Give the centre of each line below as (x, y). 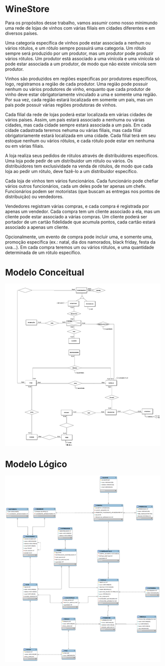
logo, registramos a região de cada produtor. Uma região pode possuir (77, 84)
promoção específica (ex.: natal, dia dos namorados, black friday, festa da (81, 242)
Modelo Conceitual (45, 272)
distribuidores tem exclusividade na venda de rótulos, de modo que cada (79, 166)
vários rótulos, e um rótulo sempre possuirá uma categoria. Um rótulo (76, 48)
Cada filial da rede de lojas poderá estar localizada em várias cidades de (79, 114)
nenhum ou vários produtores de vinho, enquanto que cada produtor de (78, 89)
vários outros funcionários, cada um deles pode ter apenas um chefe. (76, 186)
